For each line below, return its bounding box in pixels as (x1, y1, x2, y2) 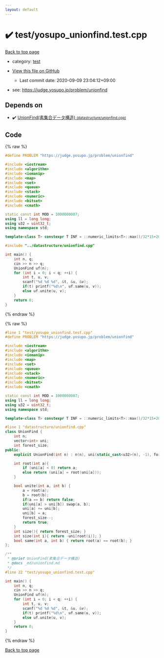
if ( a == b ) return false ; (22, 497, 76, 502)
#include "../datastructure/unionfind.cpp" (5, 243, 95, 248)
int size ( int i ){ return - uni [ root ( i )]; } (14, 533, 102, 538)
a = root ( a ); (22, 488, 49, 493)
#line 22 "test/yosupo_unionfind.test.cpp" (5, 570, 95, 575)
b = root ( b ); (22, 492, 49, 498)
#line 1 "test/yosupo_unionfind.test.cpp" (5, 330, 93, 335)
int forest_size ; (14, 443, 49, 448)
